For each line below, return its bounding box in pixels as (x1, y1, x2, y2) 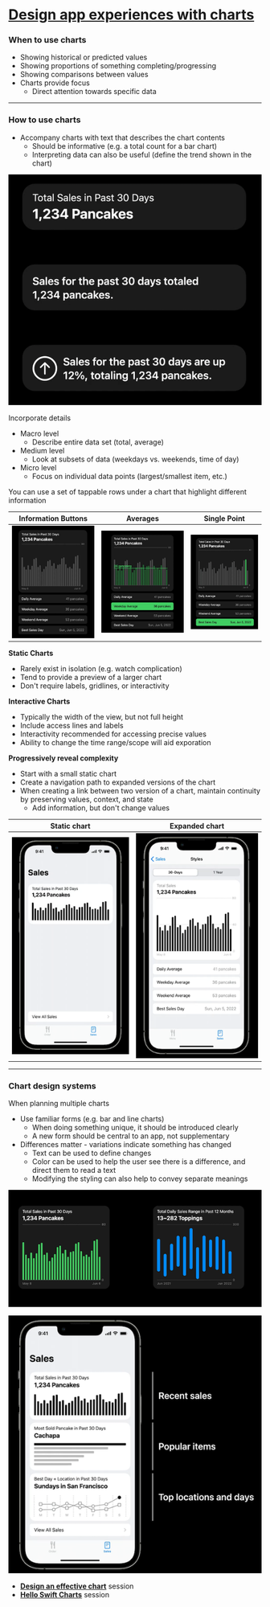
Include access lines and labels (19, 721, 124, 731)
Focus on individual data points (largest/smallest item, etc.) (31, 472, 227, 482)
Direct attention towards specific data (31, 87, 157, 96)
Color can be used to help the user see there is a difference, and (31, 1157, 246, 1166)
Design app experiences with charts (8, 6, 255, 24)
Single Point (203, 513, 245, 523)
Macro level (19, 428, 59, 439)
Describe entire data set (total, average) (31, 437, 165, 447)
